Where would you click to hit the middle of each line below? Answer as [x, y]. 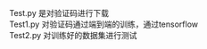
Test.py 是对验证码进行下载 [59, 13]
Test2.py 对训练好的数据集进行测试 [73, 35]
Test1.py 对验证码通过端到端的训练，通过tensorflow [104, 24]
